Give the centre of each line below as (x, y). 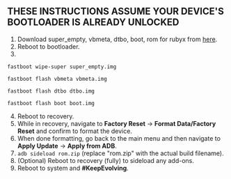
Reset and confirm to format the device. (74, 131)
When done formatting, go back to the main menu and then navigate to (119, 138)
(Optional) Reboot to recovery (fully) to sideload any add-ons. (106, 160)
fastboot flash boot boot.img (51, 103)
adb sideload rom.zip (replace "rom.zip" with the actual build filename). (120, 153)
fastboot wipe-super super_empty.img (62, 67)
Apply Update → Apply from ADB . (67, 146)
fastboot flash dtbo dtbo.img (51, 91)
